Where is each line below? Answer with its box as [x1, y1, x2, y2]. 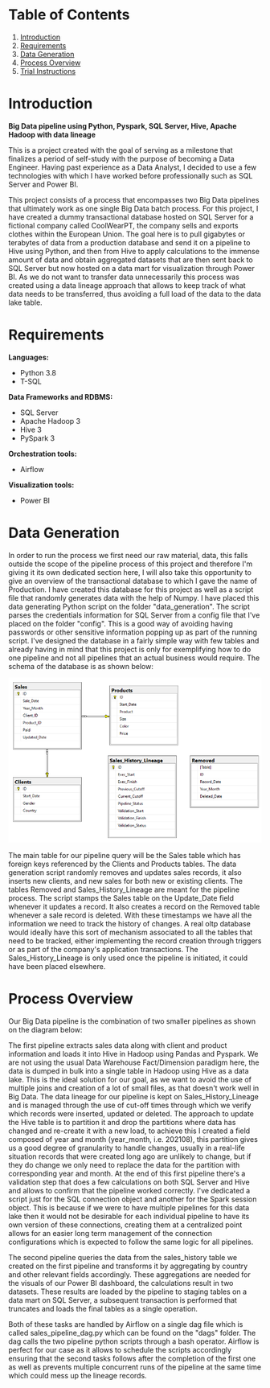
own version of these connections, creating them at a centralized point [8, 1220, 243, 1230]
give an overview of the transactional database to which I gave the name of [8, 576, 257, 585]
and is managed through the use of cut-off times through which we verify [8, 1100, 252, 1110]
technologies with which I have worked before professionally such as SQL [8, 170, 253, 180]
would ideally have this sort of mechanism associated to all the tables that [8, 927, 253, 937]
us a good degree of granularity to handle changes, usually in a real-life [8, 1143, 245, 1152]
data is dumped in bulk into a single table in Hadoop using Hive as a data [8, 1066, 249, 1075]
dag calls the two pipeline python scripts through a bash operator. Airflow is [8, 1337, 260, 1346]
